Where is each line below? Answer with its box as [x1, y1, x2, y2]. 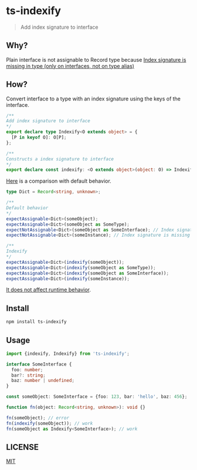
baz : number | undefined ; [11, 378, 75, 384]
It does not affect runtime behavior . [6, 286, 91, 293]
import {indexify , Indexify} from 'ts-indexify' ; [6, 351, 130, 357]
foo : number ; [11, 367, 43, 372]
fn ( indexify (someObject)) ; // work [6, 420, 93, 427]
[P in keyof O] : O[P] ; [11, 135, 67, 140]
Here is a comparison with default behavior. [6, 177, 111, 184]
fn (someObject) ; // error [6, 415, 69, 421]
